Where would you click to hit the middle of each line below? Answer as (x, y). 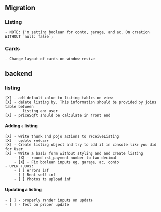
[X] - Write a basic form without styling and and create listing (74, 153)
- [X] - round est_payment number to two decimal (66, 158)
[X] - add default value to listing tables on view (59, 98)
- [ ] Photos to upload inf (42, 179)
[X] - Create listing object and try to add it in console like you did (81, 145)
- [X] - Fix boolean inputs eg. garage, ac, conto (67, 162)
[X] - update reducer (27, 141)
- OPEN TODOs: (20, 166)
